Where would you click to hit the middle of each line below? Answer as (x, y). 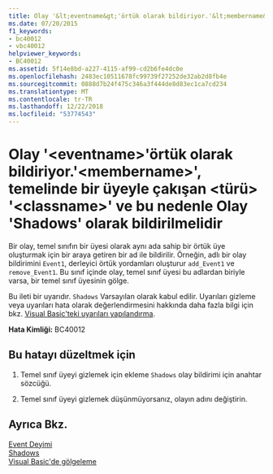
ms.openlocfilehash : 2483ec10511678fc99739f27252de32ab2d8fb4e (118, 76)
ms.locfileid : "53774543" (52, 115)
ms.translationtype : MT (49, 91)
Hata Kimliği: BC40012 (47, 329)
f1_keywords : (30, 31)
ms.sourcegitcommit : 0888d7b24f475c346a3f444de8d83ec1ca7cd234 (118, 84)
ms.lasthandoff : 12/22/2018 (56, 107)
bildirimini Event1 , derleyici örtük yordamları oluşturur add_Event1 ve (121, 263)
